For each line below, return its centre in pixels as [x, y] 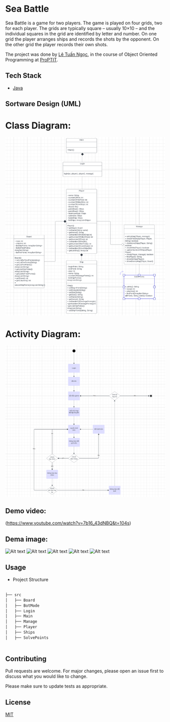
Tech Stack [23, 76]
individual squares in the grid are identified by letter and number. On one [81, 34]
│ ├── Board [20, 600]
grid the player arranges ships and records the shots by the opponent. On [82, 39]
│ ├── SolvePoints [27, 638]
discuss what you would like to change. [46, 676]
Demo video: [26, 511]
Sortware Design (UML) [43, 104]
